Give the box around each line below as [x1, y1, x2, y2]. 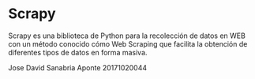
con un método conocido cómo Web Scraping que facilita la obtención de [8, 39, 248, 48]
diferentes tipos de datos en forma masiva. [8, 47, 148, 57]
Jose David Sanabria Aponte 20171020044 [8, 62, 148, 72]
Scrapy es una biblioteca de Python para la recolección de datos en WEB [8, 31, 246, 40]
